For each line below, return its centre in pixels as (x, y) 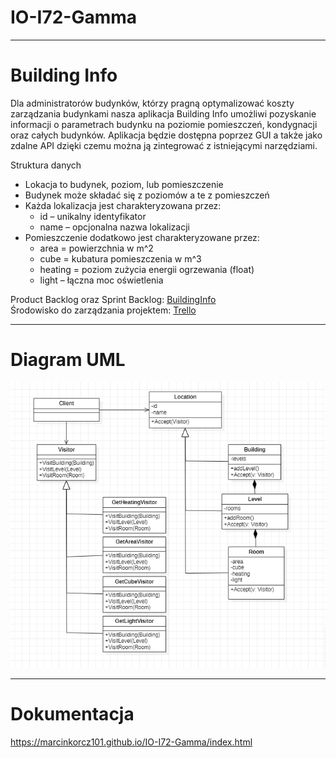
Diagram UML (68, 360)
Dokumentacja (72, 714)
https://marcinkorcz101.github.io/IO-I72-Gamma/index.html (131, 742)
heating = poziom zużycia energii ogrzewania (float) (147, 269)
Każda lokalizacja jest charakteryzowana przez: (123, 205)
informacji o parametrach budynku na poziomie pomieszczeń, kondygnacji (164, 124)
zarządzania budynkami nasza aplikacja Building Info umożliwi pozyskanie (163, 113)
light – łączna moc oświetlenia (101, 280)
